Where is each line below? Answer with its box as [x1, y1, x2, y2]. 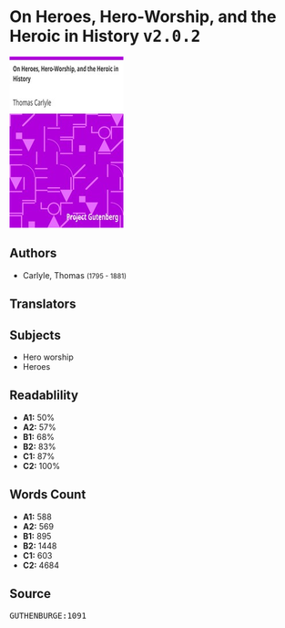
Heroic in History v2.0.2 [9, 26, 201, 47]
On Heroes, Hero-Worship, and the [9, 6, 277, 27]
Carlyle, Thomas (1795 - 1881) [22, 269, 127, 280]
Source [9, 586, 52, 602]
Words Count [9, 487, 87, 503]
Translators [9, 297, 76, 312]
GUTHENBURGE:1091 [9, 611, 87, 622]
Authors [9, 246, 57, 261]
